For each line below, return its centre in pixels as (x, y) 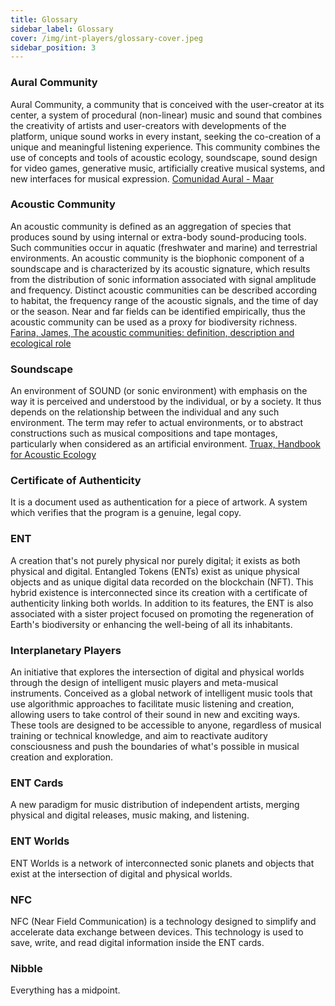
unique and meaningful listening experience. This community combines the (165, 147)
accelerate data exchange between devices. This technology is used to (157, 932)
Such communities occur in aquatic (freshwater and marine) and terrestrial (164, 247)
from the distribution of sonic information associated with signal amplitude (163, 279)
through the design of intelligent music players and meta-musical (144, 683)
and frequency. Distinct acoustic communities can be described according (164, 290)
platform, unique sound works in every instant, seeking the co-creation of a (166, 136)
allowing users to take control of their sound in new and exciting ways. (155, 715)
